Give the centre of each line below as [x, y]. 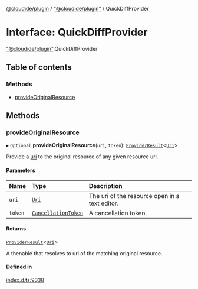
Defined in [19, 267]
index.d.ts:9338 [25, 280]
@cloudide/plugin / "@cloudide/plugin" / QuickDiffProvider [77, 9]
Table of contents [39, 67]
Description [105, 186]
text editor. [104, 203]
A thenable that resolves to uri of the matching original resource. [84, 253]
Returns [16, 229]
